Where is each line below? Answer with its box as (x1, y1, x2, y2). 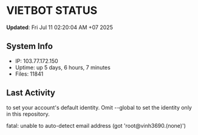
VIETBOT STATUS (6, 4, 98, 18)
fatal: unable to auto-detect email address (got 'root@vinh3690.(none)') (6, 122, 186, 129)
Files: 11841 (15, 70, 44, 77)
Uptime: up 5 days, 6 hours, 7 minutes (15, 64, 111, 71)
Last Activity (6, 88, 56, 98)
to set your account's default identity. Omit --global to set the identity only (6, 104, 193, 111)
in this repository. (6, 110, 50, 117)
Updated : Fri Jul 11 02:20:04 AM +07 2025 (6, 24, 114, 31)
